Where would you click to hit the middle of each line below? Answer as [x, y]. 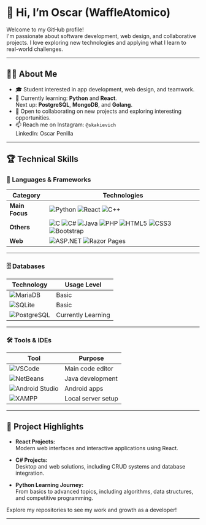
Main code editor [89, 369]
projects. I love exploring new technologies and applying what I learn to [97, 42]
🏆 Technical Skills [42, 159]
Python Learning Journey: [49, 485]
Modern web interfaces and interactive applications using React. [97, 448]
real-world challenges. [35, 49]
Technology [30, 285]
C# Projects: [31, 460]
